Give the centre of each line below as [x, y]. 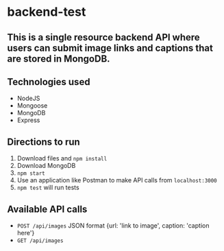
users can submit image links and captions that [110, 48]
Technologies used [49, 82]
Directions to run [43, 142]
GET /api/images [40, 241]
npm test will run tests [48, 188]
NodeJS [28, 98]
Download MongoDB [46, 166]
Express [28, 120]
